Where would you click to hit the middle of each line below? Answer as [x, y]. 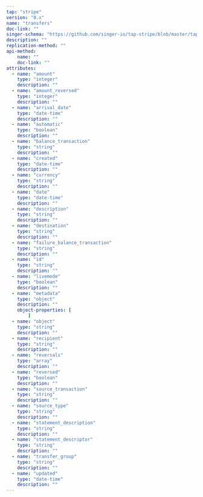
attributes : [21, 68]
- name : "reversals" [37, 355]
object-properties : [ [44, 310]
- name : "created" [35, 158]
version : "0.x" [25, 18]
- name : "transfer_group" [44, 456]
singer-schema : [25, 35]
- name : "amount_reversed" [46, 91]
